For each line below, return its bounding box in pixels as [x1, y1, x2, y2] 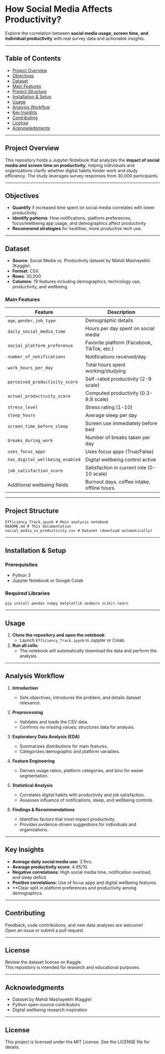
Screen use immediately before [85, 420, 158, 427]
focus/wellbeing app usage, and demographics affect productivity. [12, 220, 147, 226]
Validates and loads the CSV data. [19, 718, 88, 725]
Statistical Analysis [12, 782, 53, 788]
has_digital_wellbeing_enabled [7, 457, 81, 463]
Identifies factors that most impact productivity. [19, 816, 116, 822]
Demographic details [85, 317, 134, 324]
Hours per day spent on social [85, 325, 155, 332]
